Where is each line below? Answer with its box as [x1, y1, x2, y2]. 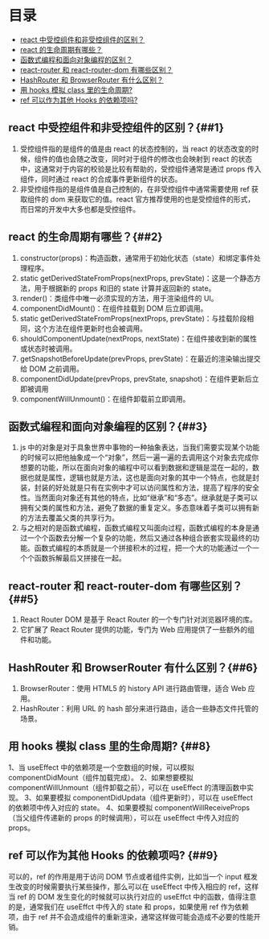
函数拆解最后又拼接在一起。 [34, 553, 126, 563]
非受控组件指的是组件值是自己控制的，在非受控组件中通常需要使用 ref [19, 184, 251, 193]
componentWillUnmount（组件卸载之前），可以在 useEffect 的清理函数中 [8, 782, 247, 792]
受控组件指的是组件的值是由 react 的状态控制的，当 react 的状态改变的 [19, 143, 253, 153]
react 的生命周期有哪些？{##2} [8, 230, 163, 244]
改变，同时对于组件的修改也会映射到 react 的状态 [90, 154, 253, 163]
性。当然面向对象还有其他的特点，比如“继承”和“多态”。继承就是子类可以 [19, 493, 259, 503]
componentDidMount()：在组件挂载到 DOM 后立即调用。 [19, 303, 208, 313]
